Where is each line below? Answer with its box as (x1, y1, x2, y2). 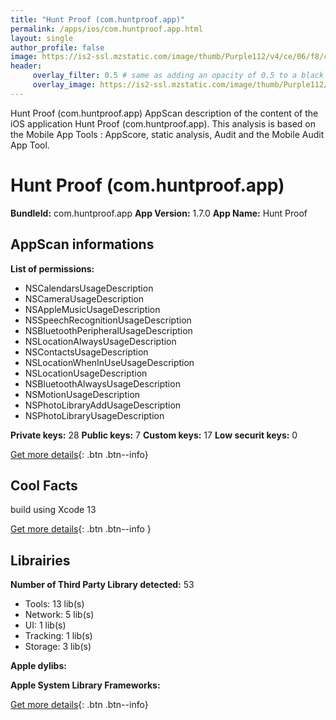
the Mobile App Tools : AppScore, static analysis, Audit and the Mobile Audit (10, 128, 325, 140)
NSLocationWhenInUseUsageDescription (24, 356, 195, 368)
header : (10, 61, 43, 71)
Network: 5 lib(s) (24, 609, 95, 621)
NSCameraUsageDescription (24, 292, 145, 305)
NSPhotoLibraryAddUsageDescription (24, 399, 182, 411)
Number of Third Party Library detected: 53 (10, 579, 195, 591)
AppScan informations (10, 236, 155, 253)
